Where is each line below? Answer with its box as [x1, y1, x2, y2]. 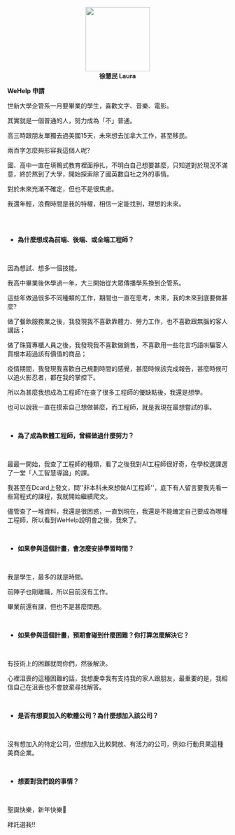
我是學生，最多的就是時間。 [7, 573, 87, 581]
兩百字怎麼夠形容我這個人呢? [7, 146, 91, 154]
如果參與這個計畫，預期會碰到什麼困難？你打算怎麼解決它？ [17, 631, 190, 639]
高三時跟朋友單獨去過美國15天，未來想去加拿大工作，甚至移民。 [7, 132, 191, 139]
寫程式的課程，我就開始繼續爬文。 [13, 492, 112, 500]
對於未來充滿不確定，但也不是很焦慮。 [7, 185, 117, 192]
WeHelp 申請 [7, 87, 45, 94]
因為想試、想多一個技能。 [7, 264, 81, 272]
